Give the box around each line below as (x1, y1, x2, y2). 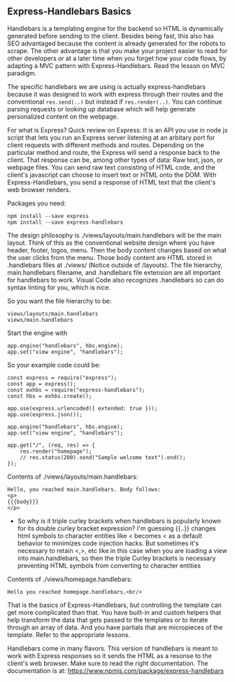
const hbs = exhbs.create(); (7, 393, 92, 400)
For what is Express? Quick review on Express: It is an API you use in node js (7, 125, 228, 134)
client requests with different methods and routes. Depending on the (7, 140, 204, 149)
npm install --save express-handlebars (7, 219, 124, 226)
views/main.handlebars (7, 316, 73, 323)
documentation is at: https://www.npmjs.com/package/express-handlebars (7, 666, 224, 675)
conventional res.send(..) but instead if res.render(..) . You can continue (7, 97, 222, 106)
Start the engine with (7, 329, 68, 337)
